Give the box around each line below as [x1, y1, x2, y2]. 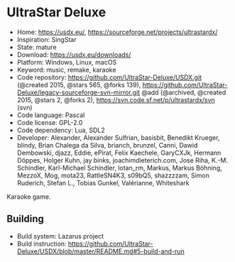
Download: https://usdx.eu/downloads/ [16, 50, 131, 59]
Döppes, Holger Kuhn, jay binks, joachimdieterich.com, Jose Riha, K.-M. [16, 155, 229, 164]
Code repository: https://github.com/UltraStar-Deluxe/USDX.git [16, 72, 202, 82]
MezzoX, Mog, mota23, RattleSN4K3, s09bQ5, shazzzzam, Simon [16, 171, 210, 180]
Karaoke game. [6, 192, 51, 201]
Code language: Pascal [16, 111, 85, 119]
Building [6, 213, 44, 225]
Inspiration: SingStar [16, 35, 77, 43]
